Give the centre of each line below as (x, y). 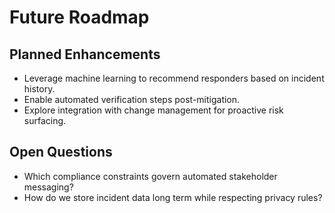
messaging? (48, 187)
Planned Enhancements (85, 54)
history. (39, 89)
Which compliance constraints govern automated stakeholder (150, 176)
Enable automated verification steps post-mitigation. (132, 99)
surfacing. (45, 120)
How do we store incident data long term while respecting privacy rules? (173, 197)
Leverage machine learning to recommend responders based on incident (174, 78)
